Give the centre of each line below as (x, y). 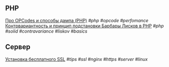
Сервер (18, 47)
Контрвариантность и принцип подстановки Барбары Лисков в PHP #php (84, 26)
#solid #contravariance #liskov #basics (46, 31)
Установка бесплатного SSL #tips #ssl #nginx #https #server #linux (76, 59)
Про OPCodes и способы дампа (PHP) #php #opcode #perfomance (77, 20)
